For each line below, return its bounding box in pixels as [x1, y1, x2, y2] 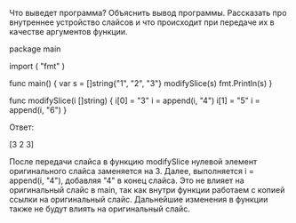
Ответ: [9, 122, 35, 132]
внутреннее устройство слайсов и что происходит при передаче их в [9, 17, 275, 28]
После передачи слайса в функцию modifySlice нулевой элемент [9, 156, 258, 167]
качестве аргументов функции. [9, 27, 128, 36]
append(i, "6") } [9, 105, 68, 115]
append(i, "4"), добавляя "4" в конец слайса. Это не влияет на [9, 175, 244, 186]
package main [9, 44, 61, 54]
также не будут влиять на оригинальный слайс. [9, 203, 191, 214]
